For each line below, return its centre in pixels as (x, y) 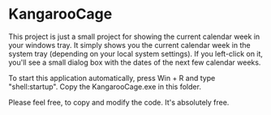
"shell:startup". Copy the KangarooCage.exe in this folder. (105, 87)
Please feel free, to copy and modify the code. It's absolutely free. (119, 102)
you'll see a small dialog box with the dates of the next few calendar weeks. (135, 62)
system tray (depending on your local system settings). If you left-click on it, (136, 53)
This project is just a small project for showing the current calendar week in (134, 36)
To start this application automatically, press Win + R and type (112, 78)
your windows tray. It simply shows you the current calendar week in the (129, 45)
